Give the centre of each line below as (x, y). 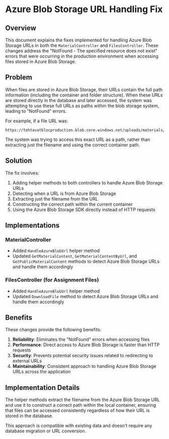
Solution (19, 161)
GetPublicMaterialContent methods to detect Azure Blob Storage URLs (86, 262)
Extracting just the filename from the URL (55, 199)
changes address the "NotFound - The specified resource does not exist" (81, 51)
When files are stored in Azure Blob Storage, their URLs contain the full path (84, 89)
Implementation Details (43, 387)
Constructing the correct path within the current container (73, 204)
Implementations (32, 226)
